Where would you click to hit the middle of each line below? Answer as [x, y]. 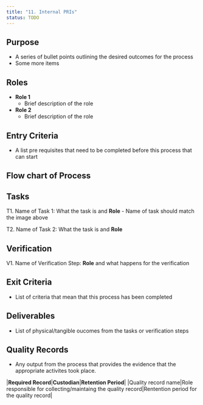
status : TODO [23, 18]
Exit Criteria [29, 282]
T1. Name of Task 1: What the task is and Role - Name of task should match [100, 211]
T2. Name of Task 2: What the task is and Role [64, 229]
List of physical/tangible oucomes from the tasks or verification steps [102, 331]
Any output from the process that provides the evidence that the [95, 364]
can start [26, 156]
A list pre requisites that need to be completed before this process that [104, 150]
